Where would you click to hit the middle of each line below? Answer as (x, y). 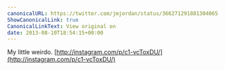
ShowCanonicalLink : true (43, 20)
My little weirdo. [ (32, 52)
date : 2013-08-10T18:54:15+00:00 (55, 33)
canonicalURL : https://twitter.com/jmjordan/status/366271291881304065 (112, 13)
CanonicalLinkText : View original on (62, 26)
